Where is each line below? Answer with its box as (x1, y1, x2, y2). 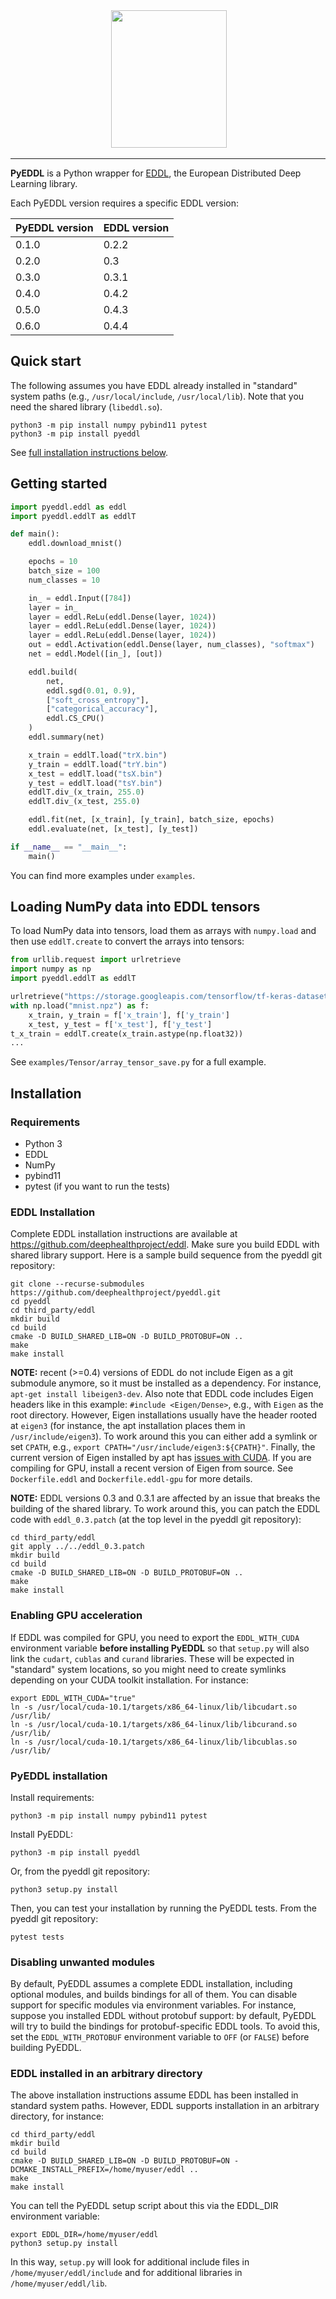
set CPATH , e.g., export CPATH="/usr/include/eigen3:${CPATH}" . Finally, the (10, 1441, 316, 1453)
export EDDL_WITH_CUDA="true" (10, 1693, 137, 1703)
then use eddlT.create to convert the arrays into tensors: (10, 935, 245, 948)
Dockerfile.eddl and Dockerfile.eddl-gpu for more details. (10, 1473, 253, 1485)
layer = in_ (28, 602, 78, 613)
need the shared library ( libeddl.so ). (10, 400, 163, 413)
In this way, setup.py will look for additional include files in (10, 2256, 250, 2268)
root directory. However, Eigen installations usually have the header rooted (10, 1409, 318, 1421)
